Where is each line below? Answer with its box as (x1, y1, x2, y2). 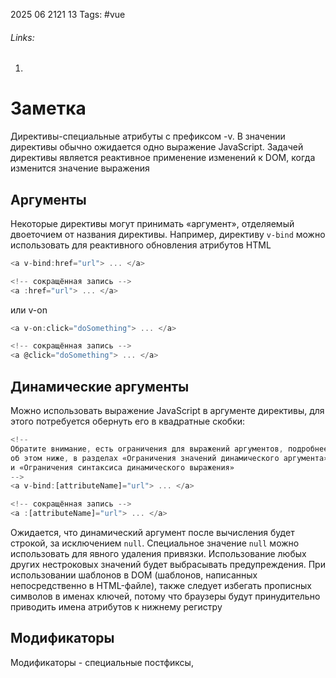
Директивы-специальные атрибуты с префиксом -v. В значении (10, 130, 286, 143)
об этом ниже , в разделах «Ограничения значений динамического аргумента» (10, 453, 329, 463)
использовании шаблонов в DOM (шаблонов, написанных (10, 569, 258, 581)
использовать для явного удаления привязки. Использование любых (10, 548, 307, 560)
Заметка (10, 97, 87, 120)
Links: (10, 31, 35, 43)
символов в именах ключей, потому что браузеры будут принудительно (10, 590, 321, 603)
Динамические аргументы (10, 378, 190, 395)
